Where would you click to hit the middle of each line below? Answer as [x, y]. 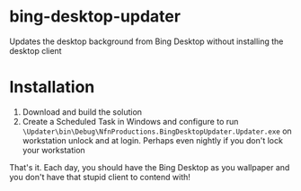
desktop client [35, 50]
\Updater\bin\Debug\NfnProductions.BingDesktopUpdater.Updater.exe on [157, 131]
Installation [52, 87]
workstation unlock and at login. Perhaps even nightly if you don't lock [152, 140]
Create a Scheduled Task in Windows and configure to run [130, 121]
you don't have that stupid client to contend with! [100, 177]
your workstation [53, 150]
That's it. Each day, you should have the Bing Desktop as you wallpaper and [150, 167]
